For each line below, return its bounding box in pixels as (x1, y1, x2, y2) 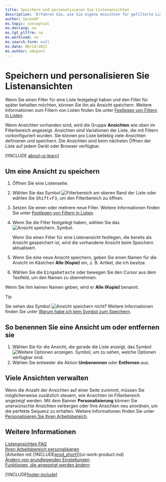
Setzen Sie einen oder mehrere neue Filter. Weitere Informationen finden (12, 205, 160, 211)
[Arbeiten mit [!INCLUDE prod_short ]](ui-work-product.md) (5, 451, 124, 457)
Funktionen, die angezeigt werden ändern (5, 462, 90, 468)
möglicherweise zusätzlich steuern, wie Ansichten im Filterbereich (5, 392, 140, 398)
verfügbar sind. (12, 354, 44, 360)
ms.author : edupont (5, 48, 45, 53)
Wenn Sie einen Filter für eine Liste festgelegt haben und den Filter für (5, 97, 148, 103)
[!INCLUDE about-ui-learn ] (5, 153, 59, 159)
